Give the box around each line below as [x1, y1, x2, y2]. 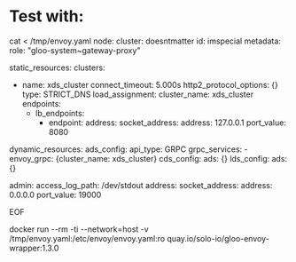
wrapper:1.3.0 [9, 242, 59, 253]
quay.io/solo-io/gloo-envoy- [167, 233, 270, 243]
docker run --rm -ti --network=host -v [9, 224, 149, 234]
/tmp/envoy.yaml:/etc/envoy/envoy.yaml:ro [9, 233, 166, 243]
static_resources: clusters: [9, 62, 105, 73]
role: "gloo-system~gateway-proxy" [9, 44, 141, 55]
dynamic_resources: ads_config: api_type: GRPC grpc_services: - [9, 144, 248, 155]
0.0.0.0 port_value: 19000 [9, 189, 102, 200]
